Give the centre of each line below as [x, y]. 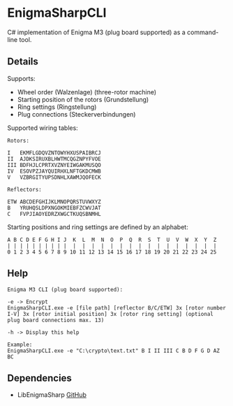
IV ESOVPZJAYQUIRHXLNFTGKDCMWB [54, 171]
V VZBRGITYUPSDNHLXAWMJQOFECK [54, 177]
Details [23, 62]
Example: [20, 345]
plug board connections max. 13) [56, 320]
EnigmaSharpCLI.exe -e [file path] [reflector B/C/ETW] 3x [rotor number [117, 308]
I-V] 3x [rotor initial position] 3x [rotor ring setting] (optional [111, 314]
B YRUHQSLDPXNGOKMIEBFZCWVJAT [54, 208]
